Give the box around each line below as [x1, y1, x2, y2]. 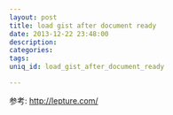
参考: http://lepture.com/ [9, 95, 99, 106]
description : [9, 37, 58, 47]
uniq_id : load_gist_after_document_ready [9, 63, 165, 72]
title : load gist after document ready [9, 21, 157, 30]
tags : [9, 54, 29, 63]
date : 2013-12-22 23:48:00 [9, 29, 109, 38]
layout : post [9, 12, 58, 22]
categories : [9, 46, 53, 55]
